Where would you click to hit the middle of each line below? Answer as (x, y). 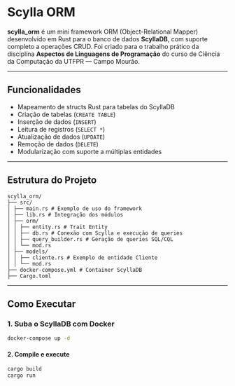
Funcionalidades (44, 90)
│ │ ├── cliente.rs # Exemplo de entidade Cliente (83, 257)
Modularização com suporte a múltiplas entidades (90, 151)
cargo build (24, 369)
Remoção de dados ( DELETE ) (58, 144)
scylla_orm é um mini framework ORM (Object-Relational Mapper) (103, 32)
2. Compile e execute (38, 354)
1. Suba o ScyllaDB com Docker (61, 324)
